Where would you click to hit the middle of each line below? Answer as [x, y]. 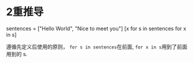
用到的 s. [17, 54]
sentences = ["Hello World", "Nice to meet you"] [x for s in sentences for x [96, 28]
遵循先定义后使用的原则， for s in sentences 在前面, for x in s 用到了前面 [97, 47]
